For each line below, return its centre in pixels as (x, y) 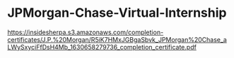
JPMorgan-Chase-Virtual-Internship (117, 13)
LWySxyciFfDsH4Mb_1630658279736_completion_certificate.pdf (102, 47)
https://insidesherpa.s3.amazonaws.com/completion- (86, 32)
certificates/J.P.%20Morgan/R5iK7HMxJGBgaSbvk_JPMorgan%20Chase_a (117, 39)
